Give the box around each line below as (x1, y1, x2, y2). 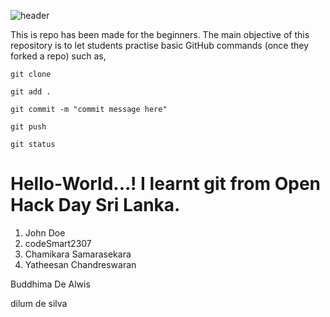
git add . (10, 87, 52, 97)
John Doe (24, 226, 66, 239)
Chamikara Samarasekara (24, 248, 132, 260)
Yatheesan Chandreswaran (24, 258, 137, 270)
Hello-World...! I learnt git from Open (10, 173, 322, 195)
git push (10, 122, 47, 132)
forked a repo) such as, (10, 50, 107, 62)
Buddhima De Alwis (10, 278, 91, 290)
